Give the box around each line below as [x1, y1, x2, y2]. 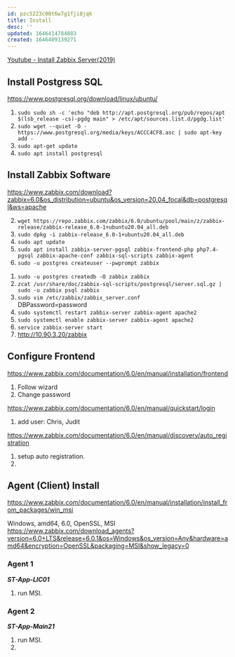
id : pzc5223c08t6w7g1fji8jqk [7, 10, 93, 18]
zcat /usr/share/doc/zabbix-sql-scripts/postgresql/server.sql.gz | [17, 280, 222, 287]
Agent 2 [7, 606, 35, 616]
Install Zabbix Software [7, 169, 111, 181]
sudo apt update [17, 238, 65, 245]
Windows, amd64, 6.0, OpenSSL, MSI [7, 520, 116, 528]
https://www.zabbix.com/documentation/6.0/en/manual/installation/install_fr [7, 499, 228, 507]
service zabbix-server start [17, 324, 103, 331]
